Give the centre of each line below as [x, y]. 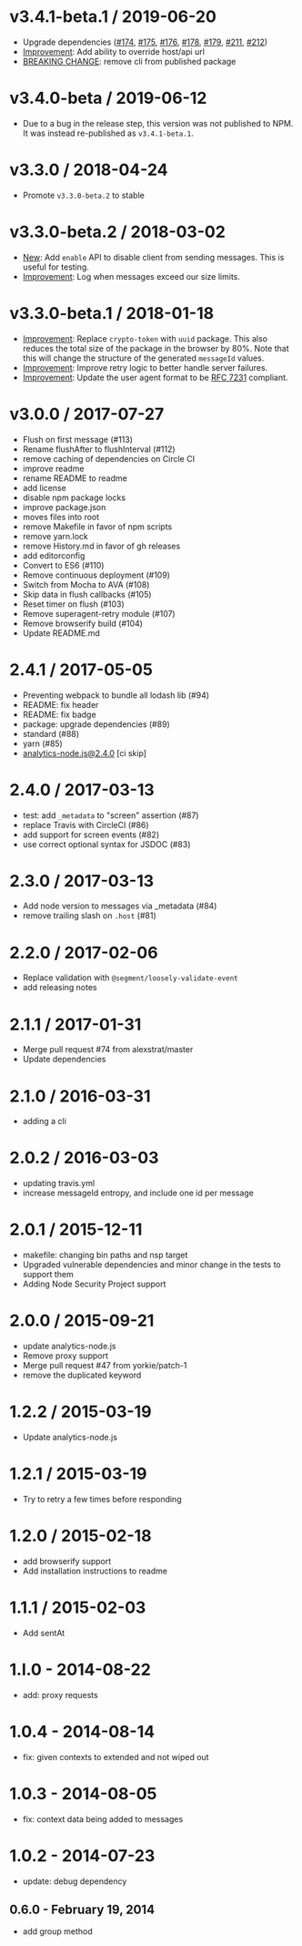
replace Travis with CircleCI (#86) [86, 824]
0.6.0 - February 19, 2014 [82, 1909]
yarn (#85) [43, 743]
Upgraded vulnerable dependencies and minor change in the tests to [151, 1265]
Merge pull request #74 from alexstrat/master [108, 1050]
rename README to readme [75, 478]
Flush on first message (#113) [78, 439]
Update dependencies [64, 1060]
